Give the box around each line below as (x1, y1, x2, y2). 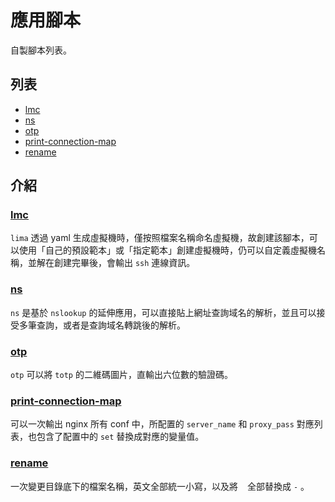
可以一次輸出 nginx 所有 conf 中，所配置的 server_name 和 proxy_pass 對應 (10, 418, 315, 430)
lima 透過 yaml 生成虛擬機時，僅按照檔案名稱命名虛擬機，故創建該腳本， (10, 232, 310, 244)
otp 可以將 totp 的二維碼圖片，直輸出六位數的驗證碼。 (10, 369, 233, 381)
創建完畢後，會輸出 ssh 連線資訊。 (53, 257, 196, 269)
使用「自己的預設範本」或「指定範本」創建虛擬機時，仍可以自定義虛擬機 (18, 244, 317, 256)
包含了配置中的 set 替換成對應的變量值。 (36, 431, 205, 443)
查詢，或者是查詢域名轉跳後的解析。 (36, 319, 186, 331)
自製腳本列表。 (10, 44, 72, 56)
